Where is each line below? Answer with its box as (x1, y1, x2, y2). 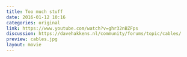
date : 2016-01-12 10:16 (6, 14, 66, 20)
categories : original (6, 20, 61, 26)
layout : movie (6, 42, 42, 48)
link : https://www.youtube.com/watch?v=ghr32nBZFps (6, 25, 138, 31)
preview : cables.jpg (6, 36, 58, 42)
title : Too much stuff (6, 8, 63, 15)
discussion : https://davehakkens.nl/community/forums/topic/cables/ (6, 31, 182, 37)
